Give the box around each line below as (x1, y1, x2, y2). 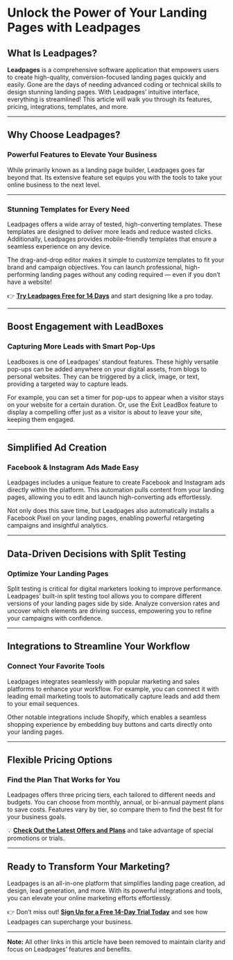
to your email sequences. (7, 699, 80, 707)
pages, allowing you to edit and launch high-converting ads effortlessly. (7, 493, 212, 501)
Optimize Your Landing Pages (7, 569, 109, 578)
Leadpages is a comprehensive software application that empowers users (7, 66, 220, 74)
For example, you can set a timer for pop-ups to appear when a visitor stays (7, 393, 224, 401)
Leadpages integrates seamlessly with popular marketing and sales (7, 677, 200, 685)
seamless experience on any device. (7, 242, 112, 251)
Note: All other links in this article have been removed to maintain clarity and (7, 938, 225, 946)
